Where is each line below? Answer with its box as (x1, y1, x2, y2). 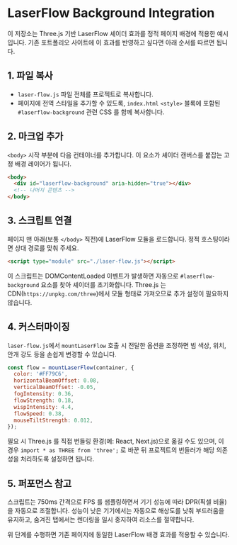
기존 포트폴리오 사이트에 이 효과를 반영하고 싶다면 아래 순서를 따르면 (28, 38, 215, 47)
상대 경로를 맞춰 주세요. (14, 243, 79, 252)
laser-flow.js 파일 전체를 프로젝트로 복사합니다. (17, 90, 154, 99)
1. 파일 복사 (7, 69, 53, 82)
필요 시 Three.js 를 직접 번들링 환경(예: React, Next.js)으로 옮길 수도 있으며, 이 (7, 437, 224, 446)
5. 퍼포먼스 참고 (7, 477, 72, 490)
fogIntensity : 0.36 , (13, 391, 74, 398)
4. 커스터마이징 (7, 321, 70, 333)
